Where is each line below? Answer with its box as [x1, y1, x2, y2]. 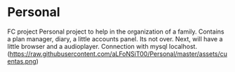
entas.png [7, 57, 36, 65]
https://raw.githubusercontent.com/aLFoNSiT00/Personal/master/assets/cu [9, 50, 228, 58]
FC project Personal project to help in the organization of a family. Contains [7, 27, 224, 36]
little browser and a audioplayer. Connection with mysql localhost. [7, 42, 198, 50]
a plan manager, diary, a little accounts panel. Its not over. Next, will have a [7, 34, 223, 43]
